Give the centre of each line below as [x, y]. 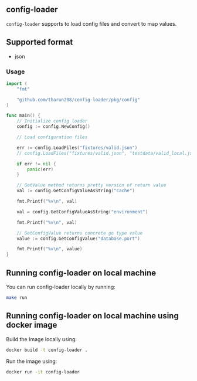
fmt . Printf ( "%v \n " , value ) [50, 249]
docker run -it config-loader [43, 372]
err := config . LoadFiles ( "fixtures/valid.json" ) [77, 148]
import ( [17, 84]
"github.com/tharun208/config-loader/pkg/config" [79, 100]
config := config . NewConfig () [54, 127]
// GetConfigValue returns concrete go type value [80, 233]
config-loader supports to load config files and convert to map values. [91, 23]
